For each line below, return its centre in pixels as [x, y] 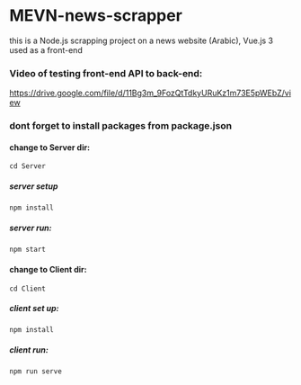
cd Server [28, 166]
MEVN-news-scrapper [96, 16]
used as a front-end [46, 49]
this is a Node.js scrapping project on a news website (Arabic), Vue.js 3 [142, 40]
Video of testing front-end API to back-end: [106, 73]
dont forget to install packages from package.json [120, 126]
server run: [31, 228]
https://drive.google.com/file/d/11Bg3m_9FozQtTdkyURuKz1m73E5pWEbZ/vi [150, 93]
